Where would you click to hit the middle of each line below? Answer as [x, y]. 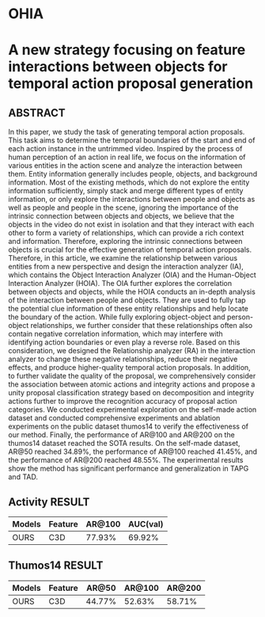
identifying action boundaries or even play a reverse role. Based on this [124, 342]
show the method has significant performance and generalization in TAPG [129, 469]
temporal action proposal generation [131, 84]
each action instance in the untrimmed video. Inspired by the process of [125, 149]
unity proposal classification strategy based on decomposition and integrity [131, 393]
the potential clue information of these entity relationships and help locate [129, 309]
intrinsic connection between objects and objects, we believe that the [121, 216]
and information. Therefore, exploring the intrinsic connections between [125, 242]
